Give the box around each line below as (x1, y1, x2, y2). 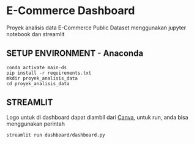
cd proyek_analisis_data (6, 80, 70, 86)
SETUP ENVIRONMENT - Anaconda (6, 48, 144, 59)
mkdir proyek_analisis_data (6, 75, 78, 81)
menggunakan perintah (6, 120, 65, 127)
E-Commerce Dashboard (6, 4, 135, 18)
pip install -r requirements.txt (6, 70, 92, 76)
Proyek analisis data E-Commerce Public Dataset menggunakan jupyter (6, 24, 187, 31)
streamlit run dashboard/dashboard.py (6, 132, 105, 138)
